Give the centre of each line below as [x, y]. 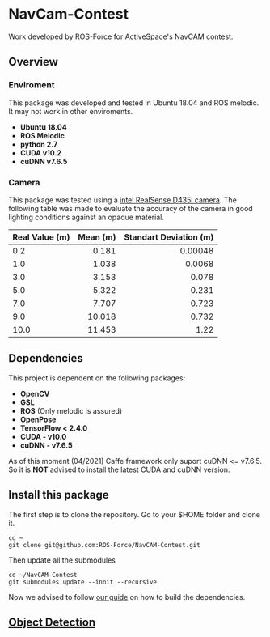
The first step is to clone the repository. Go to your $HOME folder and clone [135, 514]
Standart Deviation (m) [169, 237]
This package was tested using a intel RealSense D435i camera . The [122, 200]
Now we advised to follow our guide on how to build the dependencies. [127, 597]
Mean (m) [97, 237]
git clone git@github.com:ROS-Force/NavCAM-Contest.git [104, 545]
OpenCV [35, 393]
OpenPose [38, 419]
